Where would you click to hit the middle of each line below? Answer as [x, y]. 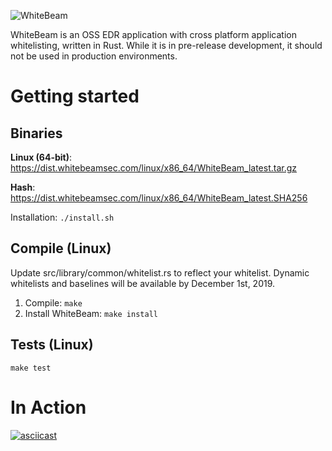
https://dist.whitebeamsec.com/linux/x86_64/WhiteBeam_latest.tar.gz [154, 168]
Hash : [23, 187]
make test [31, 368]
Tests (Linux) [52, 345]
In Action [48, 407]
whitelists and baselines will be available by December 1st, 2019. [143, 283]
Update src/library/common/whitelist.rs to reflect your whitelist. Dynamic [160, 272]
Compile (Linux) [61, 248]
